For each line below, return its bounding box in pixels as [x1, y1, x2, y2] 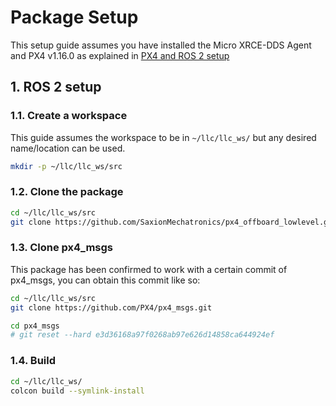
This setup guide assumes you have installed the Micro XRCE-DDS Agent [10, 39, 312, 51]
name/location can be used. [10, 142, 126, 154]
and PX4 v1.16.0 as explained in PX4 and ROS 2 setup [10, 49, 230, 61]
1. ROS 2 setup [10, 79, 102, 96]
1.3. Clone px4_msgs [10, 241, 114, 255]
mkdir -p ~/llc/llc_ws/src [10, 161, 123, 171]
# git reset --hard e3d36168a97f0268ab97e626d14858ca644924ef [10, 330, 275, 340]
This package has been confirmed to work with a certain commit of [10, 263, 288, 275]
